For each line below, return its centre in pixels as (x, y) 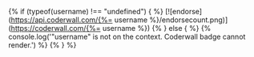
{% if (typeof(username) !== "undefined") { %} (86, 11)
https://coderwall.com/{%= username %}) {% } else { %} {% (111, 28)
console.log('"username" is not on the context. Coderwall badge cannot (127, 36)
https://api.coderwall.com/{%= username (79, 20)
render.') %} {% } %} (42, 45)
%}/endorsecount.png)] (189, 20)
